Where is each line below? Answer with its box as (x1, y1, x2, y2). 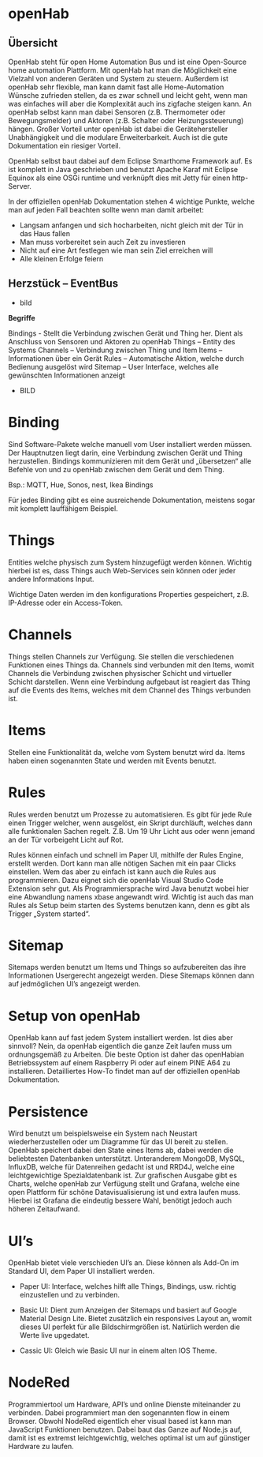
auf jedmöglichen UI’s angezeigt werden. (8, 979, 141, 989)
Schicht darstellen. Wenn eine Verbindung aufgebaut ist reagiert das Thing (8, 677, 250, 686)
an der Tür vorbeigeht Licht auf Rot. (8, 835, 124, 844)
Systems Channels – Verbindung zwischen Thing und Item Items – (8, 345, 223, 355)
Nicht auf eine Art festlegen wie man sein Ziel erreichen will (19, 246, 213, 255)
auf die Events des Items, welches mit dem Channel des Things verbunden (8, 685, 251, 695)
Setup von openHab (8, 1007, 141, 1025)
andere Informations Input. (8, 574, 94, 584)
